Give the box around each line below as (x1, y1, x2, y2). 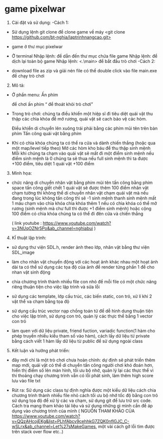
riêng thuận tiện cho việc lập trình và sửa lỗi (11, 284, 100, 290)
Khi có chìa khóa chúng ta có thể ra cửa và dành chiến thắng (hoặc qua (11, 140, 156, 146)
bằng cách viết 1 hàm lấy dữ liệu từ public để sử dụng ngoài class (11, 338, 143, 344)
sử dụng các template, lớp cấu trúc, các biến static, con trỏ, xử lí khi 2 (11, 293, 152, 299)
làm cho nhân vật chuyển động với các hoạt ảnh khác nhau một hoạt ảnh (11, 259, 158, 264)
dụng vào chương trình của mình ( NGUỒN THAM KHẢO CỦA (11, 408, 135, 414)
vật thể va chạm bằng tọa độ (11, 299, 69, 304)
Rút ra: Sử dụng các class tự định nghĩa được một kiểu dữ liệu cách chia (11, 387, 157, 393)
